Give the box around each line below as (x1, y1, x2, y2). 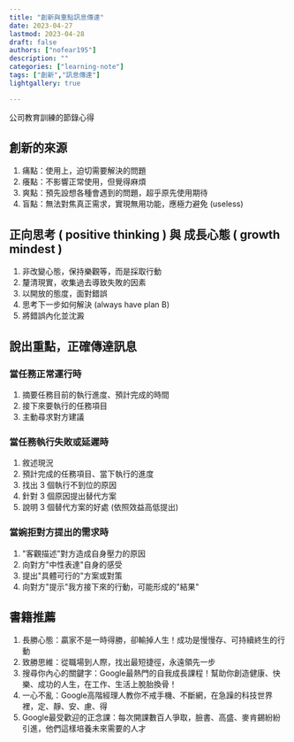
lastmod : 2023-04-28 (9, 29, 86, 38)
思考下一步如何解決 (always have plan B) (21, 299, 170, 310)
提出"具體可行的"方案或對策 (21, 570, 123, 581)
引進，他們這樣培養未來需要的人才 (21, 723, 147, 734)
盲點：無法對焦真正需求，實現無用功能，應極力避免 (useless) (21, 198, 245, 209)
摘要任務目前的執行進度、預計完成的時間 (21, 389, 170, 399)
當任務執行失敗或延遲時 (9, 436, 109, 448)
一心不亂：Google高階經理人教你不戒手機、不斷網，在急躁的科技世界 (21, 690, 274, 700)
